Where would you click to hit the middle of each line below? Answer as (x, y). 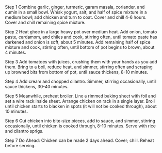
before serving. (20, 145)
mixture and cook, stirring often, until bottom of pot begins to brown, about (80, 47)
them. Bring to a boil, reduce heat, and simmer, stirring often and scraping (79, 67)
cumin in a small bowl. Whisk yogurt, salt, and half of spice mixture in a (76, 12)
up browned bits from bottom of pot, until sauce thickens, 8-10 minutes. (77, 72)
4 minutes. (16, 52)
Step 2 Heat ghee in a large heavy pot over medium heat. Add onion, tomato (81, 32)
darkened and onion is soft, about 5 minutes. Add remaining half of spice (78, 42)
